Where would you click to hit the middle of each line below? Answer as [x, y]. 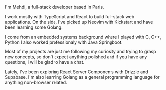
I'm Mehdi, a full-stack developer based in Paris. [55, 7]
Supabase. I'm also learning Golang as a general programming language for [82, 77]
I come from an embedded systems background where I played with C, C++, [83, 37]
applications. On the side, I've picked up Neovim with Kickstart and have [79, 22]
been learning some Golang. [34, 27]
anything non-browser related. [36, 82]
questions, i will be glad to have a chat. [45, 62]
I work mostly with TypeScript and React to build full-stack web [70, 17]
